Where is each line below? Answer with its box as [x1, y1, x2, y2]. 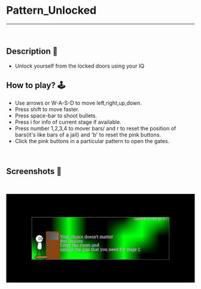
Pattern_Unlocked [6, 4, 97, 17]
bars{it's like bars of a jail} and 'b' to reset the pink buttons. [14, 131, 162, 138]
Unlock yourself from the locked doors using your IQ [14, 62, 145, 69]
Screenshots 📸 [6, 166, 62, 177]
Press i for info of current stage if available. [14, 118, 121, 126]
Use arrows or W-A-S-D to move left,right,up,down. [14, 99, 142, 107]
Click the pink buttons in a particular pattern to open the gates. [14, 137, 170, 144]
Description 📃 [6, 46, 58, 57]
